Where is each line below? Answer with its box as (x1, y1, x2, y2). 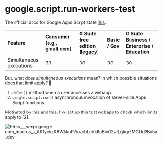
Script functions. (12, 99, 46, 105)
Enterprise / (125, 42, 154, 49)
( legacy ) (79, 48, 99, 55)
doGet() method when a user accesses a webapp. (12, 89, 113, 95)
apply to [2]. (5, 114, 30, 120)
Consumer (45, 33, 70, 40)
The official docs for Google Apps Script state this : (5, 19, 106, 25)
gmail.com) (45, 45, 72, 52)
